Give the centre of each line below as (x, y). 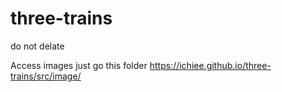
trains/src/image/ (46, 76)
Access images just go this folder (79, 65)
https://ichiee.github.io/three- (210, 65)
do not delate (37, 46)
